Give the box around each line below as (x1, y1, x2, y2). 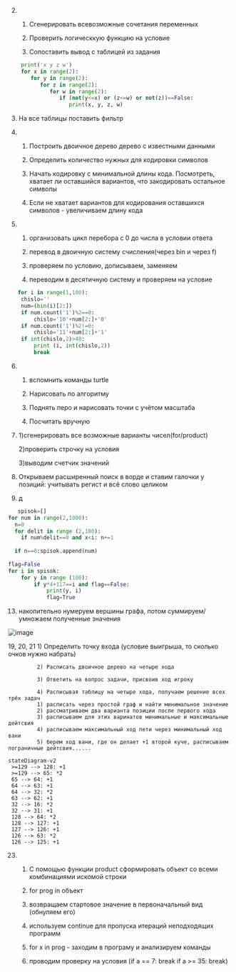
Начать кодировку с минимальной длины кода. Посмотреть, (29, 169, 215, 178)
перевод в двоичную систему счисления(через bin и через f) (29, 248, 217, 256)
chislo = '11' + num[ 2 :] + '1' (34, 329, 108, 336)
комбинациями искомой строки (29, 873, 127, 881)
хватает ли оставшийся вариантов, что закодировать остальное (29, 177, 225, 186)
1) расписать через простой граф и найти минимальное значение (36, 701, 229, 708)
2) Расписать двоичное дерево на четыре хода (36, 663, 175, 671)
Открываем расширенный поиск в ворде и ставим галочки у (18, 472, 205, 481)
